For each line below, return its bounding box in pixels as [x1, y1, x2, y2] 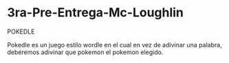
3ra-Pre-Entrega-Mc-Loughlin [7, 5, 184, 21]
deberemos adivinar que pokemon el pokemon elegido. [7, 48, 164, 56]
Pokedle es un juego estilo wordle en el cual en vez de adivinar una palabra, [7, 40, 222, 49]
